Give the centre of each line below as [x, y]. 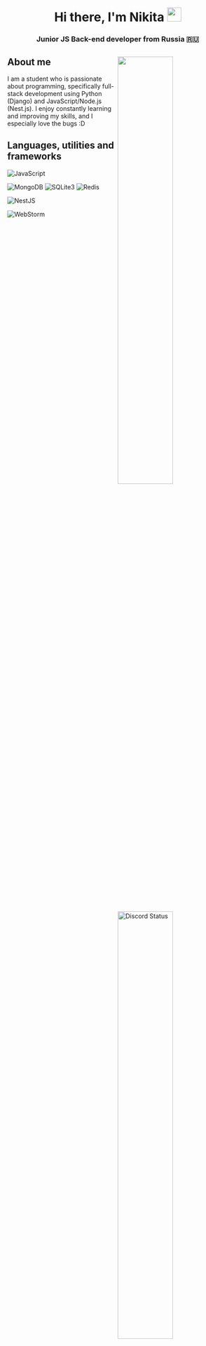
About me [29, 62]
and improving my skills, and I [50, 116]
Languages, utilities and [61, 146]
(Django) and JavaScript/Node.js [55, 101]
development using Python [63, 93]
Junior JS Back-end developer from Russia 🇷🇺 [118, 39]
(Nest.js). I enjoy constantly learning [60, 108]
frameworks [34, 157]
